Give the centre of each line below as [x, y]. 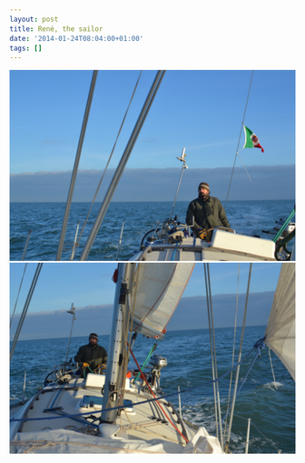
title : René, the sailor [56, 29]
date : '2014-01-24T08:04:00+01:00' [77, 38]
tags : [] [26, 48]
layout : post [34, 19]
